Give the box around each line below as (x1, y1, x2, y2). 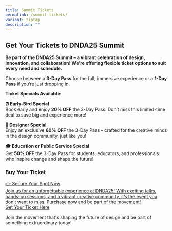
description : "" (5, 22, 40, 27)
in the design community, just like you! (5, 133, 86, 139)
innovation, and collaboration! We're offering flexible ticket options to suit (5, 60, 166, 66)
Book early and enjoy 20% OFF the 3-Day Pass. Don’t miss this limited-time (5, 106, 166, 113)
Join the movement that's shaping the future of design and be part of (5, 214, 152, 221)
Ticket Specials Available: (5, 91, 62, 97)
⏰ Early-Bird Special (5, 101, 49, 107)
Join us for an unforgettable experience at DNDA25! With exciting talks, (5, 188, 157, 194)
